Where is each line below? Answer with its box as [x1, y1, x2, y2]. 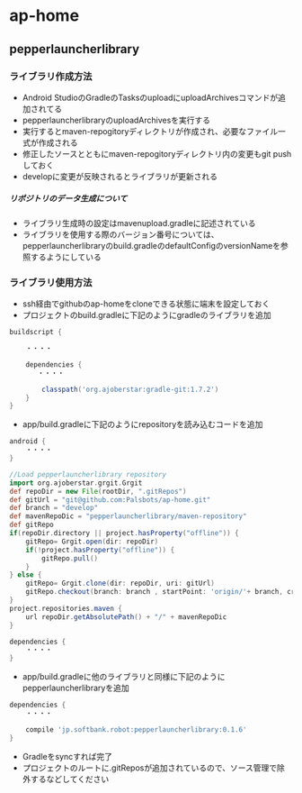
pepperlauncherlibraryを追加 [22, 682, 129, 694]
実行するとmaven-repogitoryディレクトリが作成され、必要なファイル [22, 125, 279, 136]
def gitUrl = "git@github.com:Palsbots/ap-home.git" [9, 495, 211, 505]
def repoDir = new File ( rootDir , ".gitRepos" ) [9, 487, 187, 496]
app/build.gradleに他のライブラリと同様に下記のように [22, 671, 226, 682]
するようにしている [30, 251, 102, 262]
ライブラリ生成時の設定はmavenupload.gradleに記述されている [22, 217, 256, 228]
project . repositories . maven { [9, 604, 123, 613]
